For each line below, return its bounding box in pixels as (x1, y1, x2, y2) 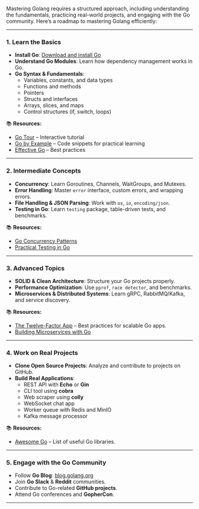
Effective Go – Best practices (14, 147, 86, 154)
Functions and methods (23, 83, 82, 90)
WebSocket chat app (23, 400, 75, 407)
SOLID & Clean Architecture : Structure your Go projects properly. (14, 277, 175, 284)
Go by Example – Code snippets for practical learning (14, 140, 145, 147)
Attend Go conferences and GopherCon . (14, 491, 114, 498)
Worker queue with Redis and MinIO (23, 406, 112, 413)
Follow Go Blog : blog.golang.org (14, 472, 94, 479)
